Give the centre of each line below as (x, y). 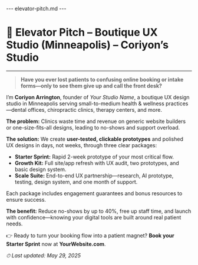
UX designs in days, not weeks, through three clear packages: (82, 145)
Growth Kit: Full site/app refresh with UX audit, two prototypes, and (97, 163)
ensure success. (26, 199)
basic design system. (40, 169)
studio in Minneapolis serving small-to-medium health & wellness (85, 104)
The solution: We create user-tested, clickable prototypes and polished (95, 139)
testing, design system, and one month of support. (76, 182)
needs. (14, 224)
